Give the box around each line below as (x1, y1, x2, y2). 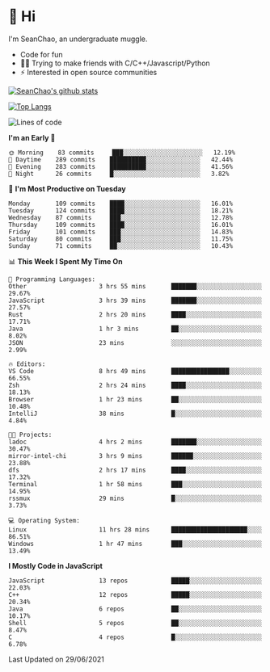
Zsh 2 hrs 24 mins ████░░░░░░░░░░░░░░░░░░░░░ (8, 381, 263, 389)
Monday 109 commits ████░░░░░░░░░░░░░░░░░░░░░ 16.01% (8, 199, 233, 208)
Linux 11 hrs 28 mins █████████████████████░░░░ (8, 525, 263, 534)
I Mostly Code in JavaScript (8, 561, 103, 570)
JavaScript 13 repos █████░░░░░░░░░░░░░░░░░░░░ (8, 577, 263, 585)
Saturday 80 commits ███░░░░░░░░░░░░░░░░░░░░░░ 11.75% (8, 234, 233, 243)
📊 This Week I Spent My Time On (8, 256, 123, 266)
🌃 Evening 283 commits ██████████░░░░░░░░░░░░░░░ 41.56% (8, 162, 233, 170)
